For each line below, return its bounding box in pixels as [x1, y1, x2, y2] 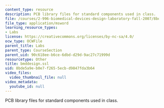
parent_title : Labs [5, 43, 45, 48]
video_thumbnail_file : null [9, 75, 67, 80]
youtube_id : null [9, 84, 45, 89]
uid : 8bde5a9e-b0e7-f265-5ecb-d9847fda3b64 [5, 66, 95, 71]
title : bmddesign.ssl [5, 61, 49, 66]
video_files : [5, 71, 32, 75]
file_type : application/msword [5, 20, 69, 26]
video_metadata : [5, 79, 38, 84]
